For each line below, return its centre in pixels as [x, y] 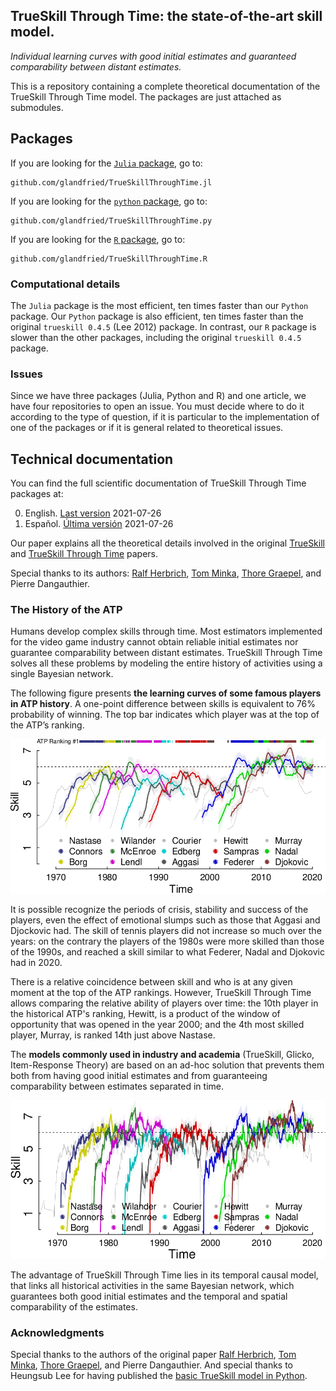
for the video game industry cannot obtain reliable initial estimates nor [154, 642]
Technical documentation [92, 459]
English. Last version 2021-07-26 [93, 513]
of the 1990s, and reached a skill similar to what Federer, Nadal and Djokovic [167, 952]
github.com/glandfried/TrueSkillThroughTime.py [111, 220]
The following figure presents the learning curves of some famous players [166, 693]
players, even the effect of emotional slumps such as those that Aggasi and [165, 920]
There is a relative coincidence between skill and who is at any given [151, 982]
